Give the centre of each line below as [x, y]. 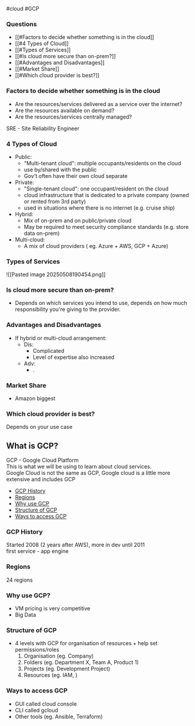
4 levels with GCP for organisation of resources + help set [86, 643]
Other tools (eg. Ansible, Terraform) [59, 716]
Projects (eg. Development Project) [67, 669]
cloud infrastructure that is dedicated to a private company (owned [106, 195]
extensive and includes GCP [41, 479]
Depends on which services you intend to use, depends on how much [101, 303]
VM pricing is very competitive [53, 609]
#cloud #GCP [23, 9]
